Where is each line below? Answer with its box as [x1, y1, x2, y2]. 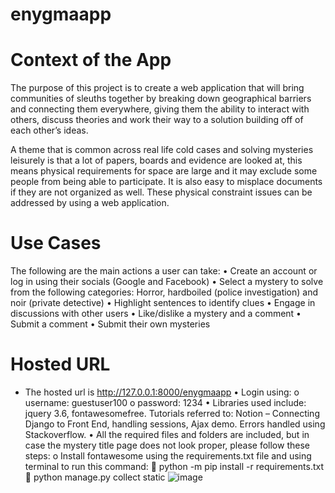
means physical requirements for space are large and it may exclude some [10, 165, 318, 177]
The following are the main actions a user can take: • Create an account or [10, 265, 318, 277]
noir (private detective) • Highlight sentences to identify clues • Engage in [10, 297, 316, 309]
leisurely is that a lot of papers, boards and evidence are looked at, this [10, 154, 303, 167]
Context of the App [10, 49, 172, 72]
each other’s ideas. [10, 124, 89, 137]
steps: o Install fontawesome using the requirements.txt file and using [24, 450, 312, 462]
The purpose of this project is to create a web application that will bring [10, 82, 305, 94]
